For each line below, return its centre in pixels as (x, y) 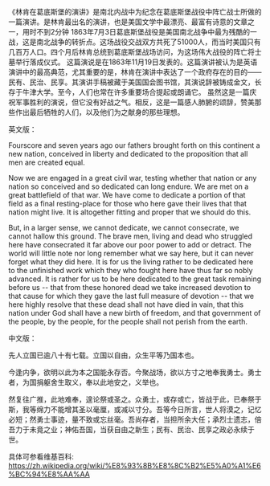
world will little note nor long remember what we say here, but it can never (131, 253)
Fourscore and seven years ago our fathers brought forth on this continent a (134, 145)
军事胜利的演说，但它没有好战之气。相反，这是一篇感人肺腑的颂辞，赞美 (135, 102)
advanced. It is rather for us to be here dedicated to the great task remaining (135, 279)
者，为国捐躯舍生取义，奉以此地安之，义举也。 (86, 382)
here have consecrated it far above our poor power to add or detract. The (130, 245)
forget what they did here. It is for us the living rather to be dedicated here (131, 262)
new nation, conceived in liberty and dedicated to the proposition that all (128, 154)
